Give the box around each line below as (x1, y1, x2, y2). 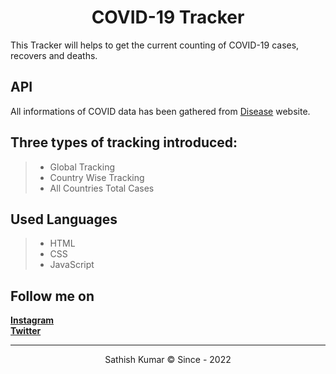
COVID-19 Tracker (91, 6, 245, 29)
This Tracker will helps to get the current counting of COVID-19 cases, (10, 39, 300, 51)
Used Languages (10, 211, 118, 228)
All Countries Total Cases (49, 182, 155, 194)
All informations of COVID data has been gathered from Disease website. (10, 105, 311, 117)
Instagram (10, 314, 55, 326)
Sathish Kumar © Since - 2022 (104, 354, 232, 366)
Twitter (10, 325, 42, 337)
